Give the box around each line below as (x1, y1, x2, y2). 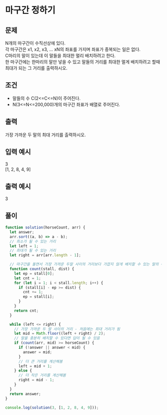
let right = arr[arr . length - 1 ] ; (9, 253, 81, 258)
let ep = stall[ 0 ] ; (14, 271, 55, 276)
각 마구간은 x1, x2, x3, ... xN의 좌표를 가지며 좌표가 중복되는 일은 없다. (5, 46, 141, 52)
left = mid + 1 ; (18, 364, 52, 369)
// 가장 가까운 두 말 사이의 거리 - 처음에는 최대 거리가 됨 (14, 326, 120, 332)
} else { (14, 368, 32, 373)
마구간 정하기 (5, 4, 56, 16)
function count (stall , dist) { (9, 266, 75, 272)
